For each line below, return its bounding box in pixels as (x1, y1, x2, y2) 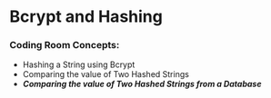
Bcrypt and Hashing (9, 6, 164, 27)
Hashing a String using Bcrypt (22, 59, 135, 70)
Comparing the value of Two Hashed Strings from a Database (22, 79, 262, 90)
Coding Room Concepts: (9, 39, 120, 52)
